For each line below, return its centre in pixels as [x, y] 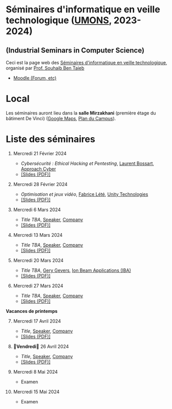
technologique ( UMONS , [59, 20]
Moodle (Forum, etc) [35, 78]
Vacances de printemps [32, 311]
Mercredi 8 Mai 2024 [35, 371]
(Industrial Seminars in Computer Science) [75, 50]
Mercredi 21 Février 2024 [40, 153]
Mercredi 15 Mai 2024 [36, 392]
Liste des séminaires [50, 139]
